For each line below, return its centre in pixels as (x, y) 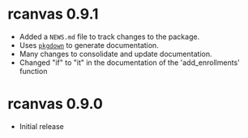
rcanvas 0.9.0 (55, 104)
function (33, 71)
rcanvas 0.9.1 (53, 14)
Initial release (41, 126)
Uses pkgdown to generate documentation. (89, 45)
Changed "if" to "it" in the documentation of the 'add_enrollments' (129, 63)
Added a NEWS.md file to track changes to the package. (109, 37)
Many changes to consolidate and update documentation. (115, 54)
